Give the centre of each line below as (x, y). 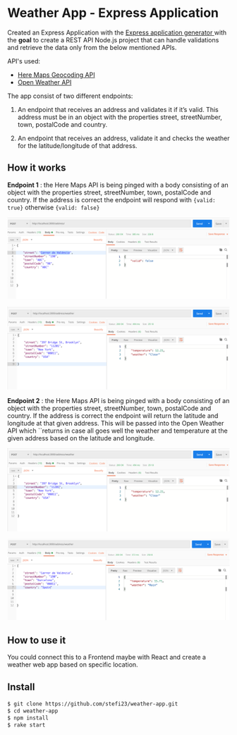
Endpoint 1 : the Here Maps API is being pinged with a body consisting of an (118, 185)
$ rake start (26, 725)
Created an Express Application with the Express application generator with (117, 32)
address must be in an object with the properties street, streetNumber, (120, 117)
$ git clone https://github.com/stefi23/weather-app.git (93, 704)
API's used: (24, 61)
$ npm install (28, 718)
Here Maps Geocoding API (56, 75)
